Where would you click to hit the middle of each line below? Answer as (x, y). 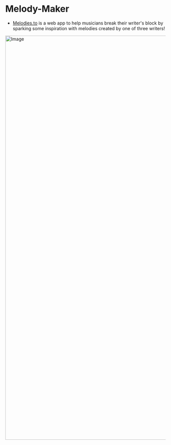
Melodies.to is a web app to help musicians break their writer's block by (88, 23)
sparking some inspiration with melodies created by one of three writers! (89, 28)
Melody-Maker (37, 9)
